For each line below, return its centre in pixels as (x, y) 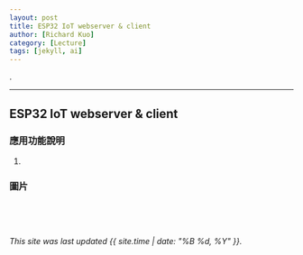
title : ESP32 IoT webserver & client (80, 26)
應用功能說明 (37, 141)
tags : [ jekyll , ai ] (46, 51)
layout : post (34, 18)
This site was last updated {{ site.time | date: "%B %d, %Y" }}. (126, 241)
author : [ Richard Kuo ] (52, 34)
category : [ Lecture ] (48, 43)
